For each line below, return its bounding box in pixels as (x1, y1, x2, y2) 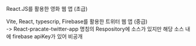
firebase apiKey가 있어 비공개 (12, 33, 83, 40)
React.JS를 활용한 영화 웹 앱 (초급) (6, 5, 88, 12)
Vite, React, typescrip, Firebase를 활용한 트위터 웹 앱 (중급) (6, 18, 148, 25)
